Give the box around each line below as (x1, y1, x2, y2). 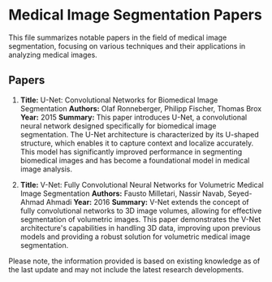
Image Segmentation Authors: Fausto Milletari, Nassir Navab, (19, 189, 227, 198)
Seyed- (227, 189, 253, 198)
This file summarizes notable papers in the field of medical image (8, 33, 227, 42)
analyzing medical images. (8, 50, 97, 59)
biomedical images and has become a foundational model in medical (19, 155, 250, 165)
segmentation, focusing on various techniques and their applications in (8, 41, 246, 50)
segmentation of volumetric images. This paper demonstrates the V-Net (19, 214, 261, 224)
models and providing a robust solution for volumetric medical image (19, 232, 251, 241)
